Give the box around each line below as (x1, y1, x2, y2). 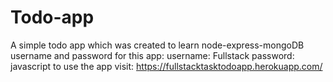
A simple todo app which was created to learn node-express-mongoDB (10, 39, 305, 51)
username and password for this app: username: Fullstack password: (10, 49, 295, 61)
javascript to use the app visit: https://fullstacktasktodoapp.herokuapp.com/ (10, 60, 323, 72)
